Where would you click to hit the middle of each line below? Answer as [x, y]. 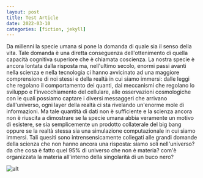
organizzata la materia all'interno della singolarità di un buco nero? [90, 157]
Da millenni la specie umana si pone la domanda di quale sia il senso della [99, 46]
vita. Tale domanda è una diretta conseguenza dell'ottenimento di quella [97, 53]
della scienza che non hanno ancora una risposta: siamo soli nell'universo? [101, 144]
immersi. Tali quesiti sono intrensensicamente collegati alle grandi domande [102, 138]
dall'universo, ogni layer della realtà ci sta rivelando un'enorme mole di [95, 105]
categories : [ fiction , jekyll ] [46, 29]
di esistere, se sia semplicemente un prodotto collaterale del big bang [94, 124]
